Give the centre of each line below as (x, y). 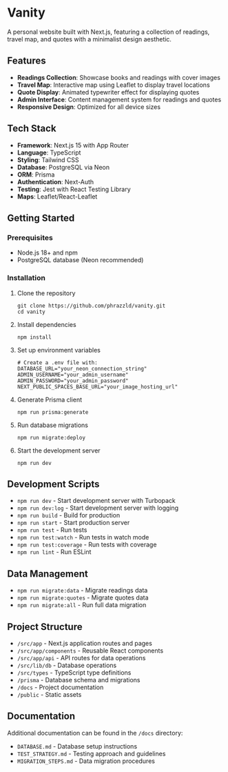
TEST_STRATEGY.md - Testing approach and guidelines (91, 753)
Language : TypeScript (49, 152)
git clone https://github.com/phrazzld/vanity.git (91, 306)
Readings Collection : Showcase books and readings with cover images (118, 77)
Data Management (48, 574)
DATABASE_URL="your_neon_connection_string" (82, 368)
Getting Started (41, 218)
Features (27, 61)
